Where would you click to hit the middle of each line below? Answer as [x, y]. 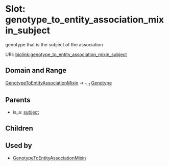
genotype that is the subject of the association [54, 44]
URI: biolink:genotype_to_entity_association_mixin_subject [66, 54]
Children [19, 128]
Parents [18, 100]
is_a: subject [26, 112]
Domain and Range [36, 71]
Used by [19, 146]
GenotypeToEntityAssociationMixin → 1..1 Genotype [59, 83]
